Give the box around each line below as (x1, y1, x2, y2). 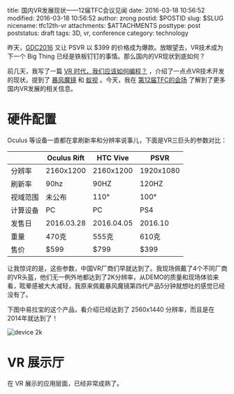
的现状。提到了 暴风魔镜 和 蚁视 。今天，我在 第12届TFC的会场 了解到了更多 (7, 76, 226, 84)
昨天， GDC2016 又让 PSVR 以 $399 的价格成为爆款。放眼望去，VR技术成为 (7, 43, 224, 51)
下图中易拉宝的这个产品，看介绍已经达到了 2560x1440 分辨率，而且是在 (7, 305, 215, 314)
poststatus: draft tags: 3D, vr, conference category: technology (7, 29, 189, 37)
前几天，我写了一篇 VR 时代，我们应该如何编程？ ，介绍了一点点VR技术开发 (7, 67, 225, 75)
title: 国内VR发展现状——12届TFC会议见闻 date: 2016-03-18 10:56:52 (7, 6, 205, 14)
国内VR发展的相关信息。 (7, 85, 77, 92)
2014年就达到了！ (7, 314, 59, 322)
